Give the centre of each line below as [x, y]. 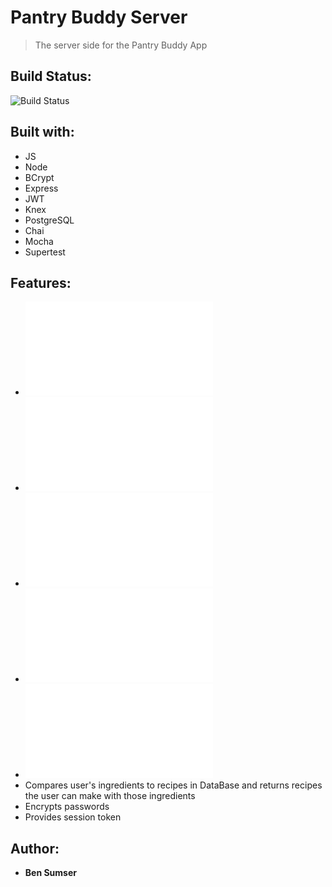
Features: [41, 282]
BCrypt [39, 177]
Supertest [45, 252]
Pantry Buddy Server [99, 17]
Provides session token [73, 817]
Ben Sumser [50, 873]
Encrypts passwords [67, 807]
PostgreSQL [49, 220]
